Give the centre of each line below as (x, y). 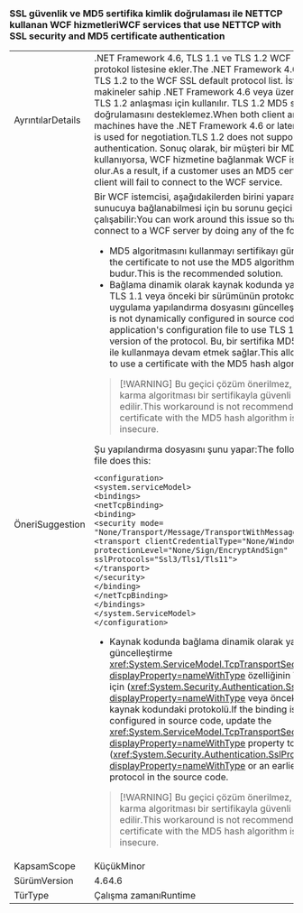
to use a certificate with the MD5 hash (190, 364)
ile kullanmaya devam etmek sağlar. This (194, 353)
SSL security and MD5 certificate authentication (117, 36)
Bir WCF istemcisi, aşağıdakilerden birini (179, 197)
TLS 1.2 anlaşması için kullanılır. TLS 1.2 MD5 (191, 104)
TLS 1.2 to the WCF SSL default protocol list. (189, 81)
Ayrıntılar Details (47, 120)
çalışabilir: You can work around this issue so (188, 219)
